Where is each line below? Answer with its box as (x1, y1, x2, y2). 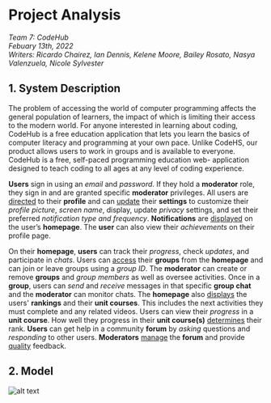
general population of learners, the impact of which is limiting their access (8, 112, 256, 121)
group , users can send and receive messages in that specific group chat (8, 281, 252, 291)
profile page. (8, 231, 51, 240)
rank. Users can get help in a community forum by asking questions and (8, 324, 251, 333)
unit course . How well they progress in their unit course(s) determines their (8, 315, 262, 325)
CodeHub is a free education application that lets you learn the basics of (8, 129, 250, 138)
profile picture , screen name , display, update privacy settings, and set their (8, 205, 259, 214)
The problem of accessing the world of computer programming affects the (8, 103, 256, 112)
